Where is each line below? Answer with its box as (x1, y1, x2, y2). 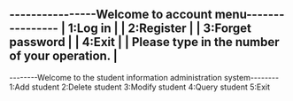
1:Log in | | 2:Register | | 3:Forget (67, 21, 252, 36)
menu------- (214, 7, 285, 22)
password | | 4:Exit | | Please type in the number (9, 35, 281, 50)
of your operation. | (9, 49, 118, 64)
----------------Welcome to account (9, 7, 212, 22)
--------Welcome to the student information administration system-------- (9, 72, 280, 82)
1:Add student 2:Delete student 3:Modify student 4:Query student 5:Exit (9, 82, 271, 92)
